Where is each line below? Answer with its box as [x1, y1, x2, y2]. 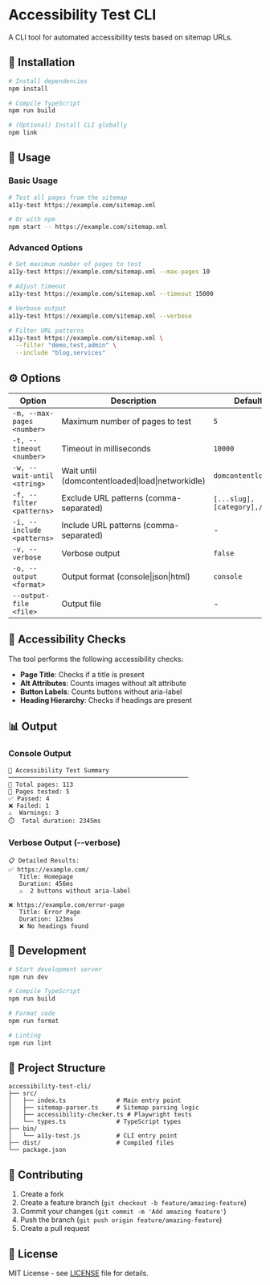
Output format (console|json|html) [61, 571, 190, 582]
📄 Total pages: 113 [8, 780, 74, 788]
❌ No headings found [18, 921, 89, 930]
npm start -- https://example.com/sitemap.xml [8, 223, 167, 231]
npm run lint [8, 1038, 52, 1047]
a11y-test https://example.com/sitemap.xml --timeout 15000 [8, 290, 215, 298]
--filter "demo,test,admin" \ [15, 341, 117, 350]
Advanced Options [8, 242, 83, 253]
